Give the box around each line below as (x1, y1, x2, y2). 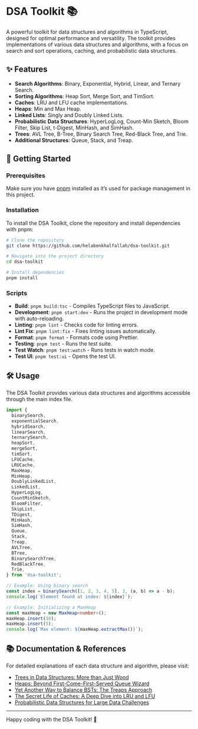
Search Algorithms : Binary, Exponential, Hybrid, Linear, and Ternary (14, 80, 181, 87)
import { (6, 407, 28, 413)
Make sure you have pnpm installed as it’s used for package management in (6, 185, 190, 192)
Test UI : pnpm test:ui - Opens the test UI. (14, 353, 116, 360)
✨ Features (6, 64, 48, 75)
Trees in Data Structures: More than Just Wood (14, 674, 129, 681)
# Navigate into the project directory (6, 253, 104, 259)
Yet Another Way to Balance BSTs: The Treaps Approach (14, 686, 153, 693)
